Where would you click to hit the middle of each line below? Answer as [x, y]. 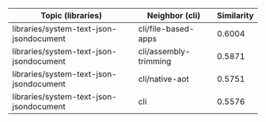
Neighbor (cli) [173, 15]
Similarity [235, 15]
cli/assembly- [164, 52]
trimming [155, 61]
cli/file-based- [166, 29]
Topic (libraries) [72, 15]
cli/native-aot [164, 79]
